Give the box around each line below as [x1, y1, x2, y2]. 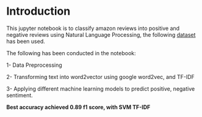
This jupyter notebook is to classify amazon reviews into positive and [6, 25, 180, 32]
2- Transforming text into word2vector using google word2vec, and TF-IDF [6, 73, 195, 80]
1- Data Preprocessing [6, 61, 62, 69]
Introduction [6, 4, 71, 18]
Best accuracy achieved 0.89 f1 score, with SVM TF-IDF [6, 103, 151, 111]
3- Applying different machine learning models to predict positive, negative [6, 85, 195, 92]
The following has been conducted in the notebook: [6, 49, 136, 56]
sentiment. [6, 91, 34, 99]
